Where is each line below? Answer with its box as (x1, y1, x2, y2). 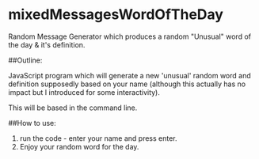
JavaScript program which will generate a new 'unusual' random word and (8, 70, 251, 80)
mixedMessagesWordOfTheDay (8, 6, 224, 24)
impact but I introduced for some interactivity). (8, 87, 161, 97)
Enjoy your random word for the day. (19, 142, 139, 151)
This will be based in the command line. (8, 103, 138, 112)
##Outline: (8, 55, 43, 65)
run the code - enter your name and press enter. (19, 133, 177, 143)
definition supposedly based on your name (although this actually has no (8, 79, 246, 89)
